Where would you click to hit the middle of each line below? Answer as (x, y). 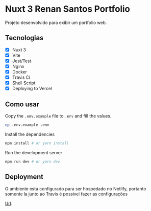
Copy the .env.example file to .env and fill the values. (58, 116)
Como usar (22, 104)
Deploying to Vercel (32, 89)
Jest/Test (22, 61)
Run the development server (34, 152)
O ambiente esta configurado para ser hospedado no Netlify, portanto (75, 188)
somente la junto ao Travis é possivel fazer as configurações (66, 194)
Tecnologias (24, 38)
